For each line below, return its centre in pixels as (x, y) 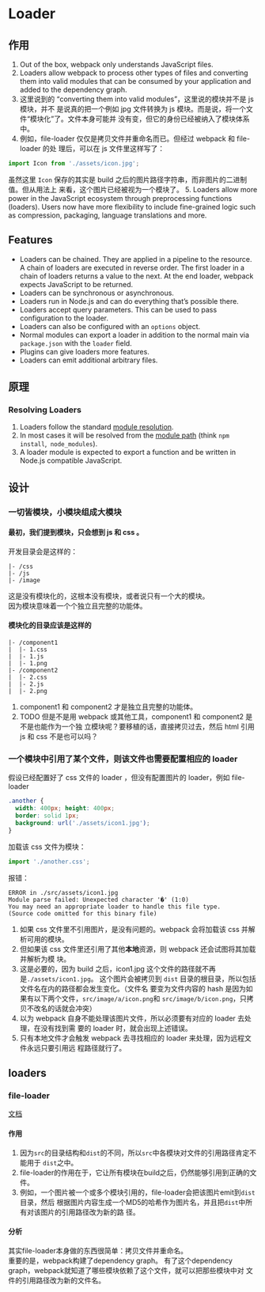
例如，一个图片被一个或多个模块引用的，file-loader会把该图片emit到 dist (137, 1192)
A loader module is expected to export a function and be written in (128, 453)
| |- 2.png (28, 691)
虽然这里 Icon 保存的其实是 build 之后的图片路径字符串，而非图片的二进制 (128, 180)
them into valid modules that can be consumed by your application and (135, 81)
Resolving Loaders (45, 410)
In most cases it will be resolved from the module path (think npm (124, 435)
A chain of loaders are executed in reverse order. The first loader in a (132, 267)
